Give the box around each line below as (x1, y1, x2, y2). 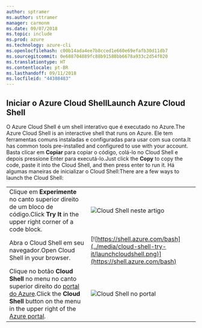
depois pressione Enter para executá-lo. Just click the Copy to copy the (6, 155, 183, 162)
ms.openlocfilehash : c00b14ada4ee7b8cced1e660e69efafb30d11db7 (6, 48, 168, 54)
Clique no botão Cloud (9, 267, 73, 275)
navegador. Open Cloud (9, 246, 75, 254)
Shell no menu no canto (9, 274, 77, 282)
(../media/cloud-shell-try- (90, 242, 167, 251)
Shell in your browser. (9, 253, 71, 261)
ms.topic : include (6, 31, 52, 37)
